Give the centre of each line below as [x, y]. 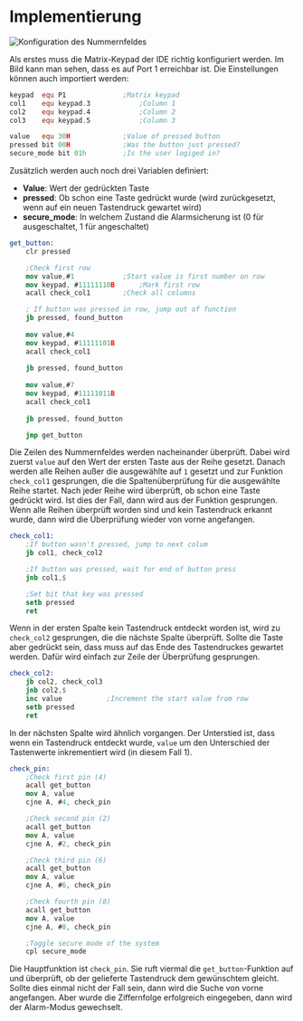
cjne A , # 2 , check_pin [68, 844]
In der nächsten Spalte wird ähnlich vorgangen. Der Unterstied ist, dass [142, 733]
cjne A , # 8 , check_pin [68, 927]
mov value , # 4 [50, 335]
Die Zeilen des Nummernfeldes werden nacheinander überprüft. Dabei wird [150, 452]
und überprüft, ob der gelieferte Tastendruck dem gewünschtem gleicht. [144, 978]
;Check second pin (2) [68, 819]
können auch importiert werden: [69, 78]
